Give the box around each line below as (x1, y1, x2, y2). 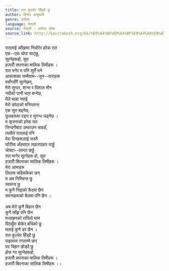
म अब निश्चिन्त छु (5, 175, 33, 182)
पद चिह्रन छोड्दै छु (5, 244, 34, 249)
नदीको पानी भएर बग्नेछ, (5, 91, 43, 96)
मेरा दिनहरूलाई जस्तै (5, 136, 38, 142)
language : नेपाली (5, 21, 36, 27)
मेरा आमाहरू (5, 164, 25, 170)
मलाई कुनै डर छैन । (5, 227, 38, 233)
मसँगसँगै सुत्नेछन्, (5, 79, 33, 85)
